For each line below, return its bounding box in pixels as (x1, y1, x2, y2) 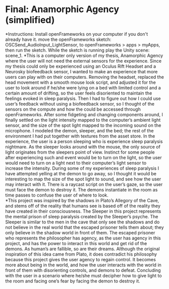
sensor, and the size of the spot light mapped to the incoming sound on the (5, 122, 161, 128)
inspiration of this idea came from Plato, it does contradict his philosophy (5, 251, 157, 257)
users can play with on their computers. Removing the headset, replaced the (5, 74, 164, 80)
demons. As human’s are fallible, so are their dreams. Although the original (5, 246, 160, 252)
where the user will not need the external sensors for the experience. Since (5, 58, 162, 64)
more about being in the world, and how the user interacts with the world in (5, 262, 161, 268)
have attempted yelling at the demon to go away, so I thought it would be (5, 170, 156, 176)
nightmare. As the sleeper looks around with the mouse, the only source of (5, 143, 160, 150)
